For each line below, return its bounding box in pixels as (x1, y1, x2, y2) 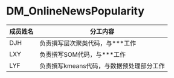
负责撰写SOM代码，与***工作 (39, 50, 126, 59)
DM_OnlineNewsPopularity (6, 4, 145, 18)
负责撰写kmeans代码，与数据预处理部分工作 (39, 62, 165, 70)
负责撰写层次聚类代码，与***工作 (39, 39, 137, 47)
